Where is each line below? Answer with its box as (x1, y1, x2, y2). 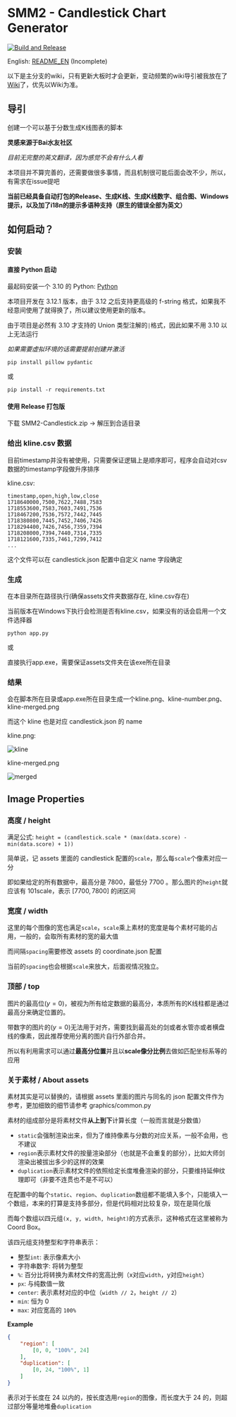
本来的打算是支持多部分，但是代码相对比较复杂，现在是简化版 (31, 1199, 211, 1207)
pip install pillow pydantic (7, 359, 93, 366)
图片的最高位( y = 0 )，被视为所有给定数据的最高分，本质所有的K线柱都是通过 (7, 999, 229, 1008)
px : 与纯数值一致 (17, 1279, 66, 1288)
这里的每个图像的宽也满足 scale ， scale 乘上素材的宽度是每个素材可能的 (7, 923, 212, 932)
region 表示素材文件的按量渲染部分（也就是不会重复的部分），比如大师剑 (17, 1149, 225, 1157)
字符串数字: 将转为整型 (17, 1262, 83, 1270)
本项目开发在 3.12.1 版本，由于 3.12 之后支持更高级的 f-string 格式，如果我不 (7, 297, 226, 306)
